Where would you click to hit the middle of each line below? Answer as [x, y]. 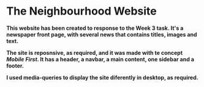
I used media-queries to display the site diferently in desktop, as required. [102, 77]
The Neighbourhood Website [82, 11]
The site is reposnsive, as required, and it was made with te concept [95, 52]
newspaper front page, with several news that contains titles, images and [102, 34]
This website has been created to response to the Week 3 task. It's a [95, 28]
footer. [15, 66]
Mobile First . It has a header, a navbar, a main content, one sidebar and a [100, 59]
